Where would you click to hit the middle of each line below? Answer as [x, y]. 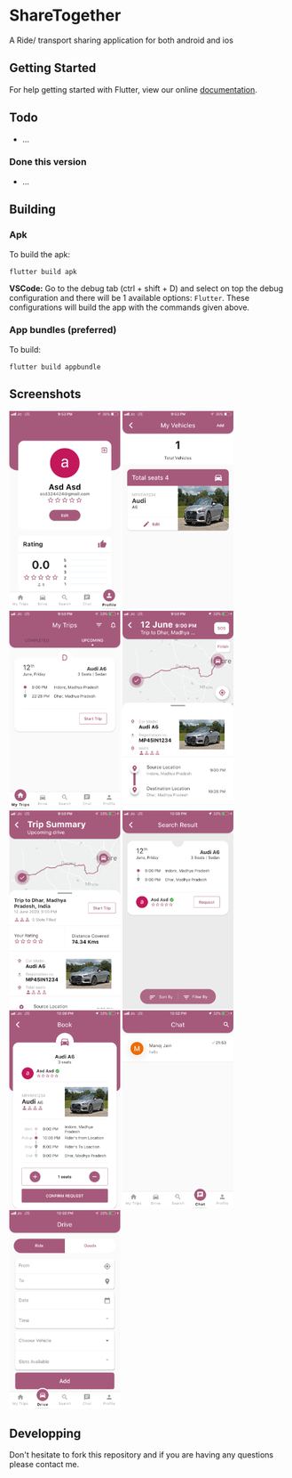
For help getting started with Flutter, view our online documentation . [133, 89]
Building [32, 210]
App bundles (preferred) [63, 330]
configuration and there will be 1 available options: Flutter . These [130, 297]
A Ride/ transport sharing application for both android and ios [121, 40]
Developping [45, 1433]
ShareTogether [65, 16]
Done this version [48, 162]
